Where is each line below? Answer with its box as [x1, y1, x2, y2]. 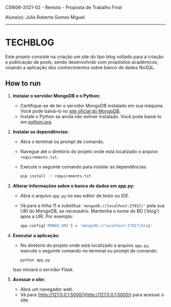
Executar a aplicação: [12, 232, 60, 238]
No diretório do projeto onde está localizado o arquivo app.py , [20, 242, 150, 248]
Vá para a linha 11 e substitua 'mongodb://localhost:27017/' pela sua [20, 202, 165, 208]
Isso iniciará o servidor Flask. [12, 267, 74, 273]
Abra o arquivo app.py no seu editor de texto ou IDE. [20, 192, 130, 199]
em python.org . [20, 119, 52, 125]
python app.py [20, 257, 50, 263]
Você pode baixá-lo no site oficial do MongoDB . [20, 108, 121, 114]
